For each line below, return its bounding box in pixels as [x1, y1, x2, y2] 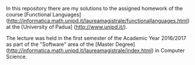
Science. [6, 53, 28, 60]
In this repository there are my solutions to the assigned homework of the [6, 5, 183, 12]
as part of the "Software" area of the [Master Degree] [6, 41, 135, 48]
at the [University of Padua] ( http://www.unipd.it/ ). [6, 23, 128, 30]
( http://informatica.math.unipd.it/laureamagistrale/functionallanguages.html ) [6, 17, 190, 24]
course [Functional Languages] [6, 11, 81, 18]
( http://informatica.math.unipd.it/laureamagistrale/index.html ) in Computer [6, 47, 185, 54]
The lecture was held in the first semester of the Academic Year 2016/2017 [6, 35, 186, 41]
